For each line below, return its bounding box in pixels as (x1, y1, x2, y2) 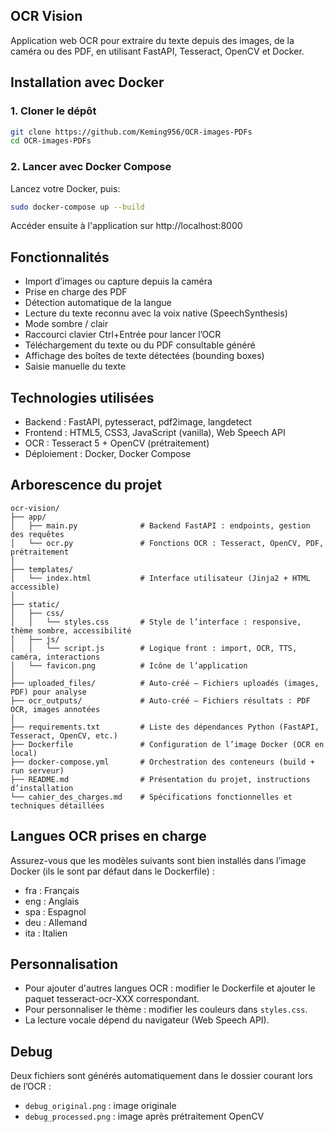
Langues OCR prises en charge (10, 828, 207, 845)
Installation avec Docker (10, 74, 165, 91)
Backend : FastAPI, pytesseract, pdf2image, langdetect (24, 416, 252, 428)
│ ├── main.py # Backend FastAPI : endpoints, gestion (10, 520, 311, 531)
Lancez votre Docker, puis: (10, 182, 121, 194)
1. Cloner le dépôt (10, 104, 97, 118)
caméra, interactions (10, 652, 101, 662)
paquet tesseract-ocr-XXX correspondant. (24, 993, 200, 1005)
